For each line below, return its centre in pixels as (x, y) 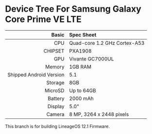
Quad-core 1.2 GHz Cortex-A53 (107, 43)
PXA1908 (80, 51)
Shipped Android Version (36, 75)
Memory (55, 67)
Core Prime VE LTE (43, 19)
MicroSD (54, 90)
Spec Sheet (83, 35)
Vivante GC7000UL (92, 58)
